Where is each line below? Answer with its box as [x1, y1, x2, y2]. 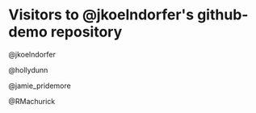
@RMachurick [8, 96, 56, 106]
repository [50, 23, 123, 41]
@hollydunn [8, 65, 48, 74]
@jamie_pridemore [8, 81, 71, 90]
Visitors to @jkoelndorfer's [8, 6, 195, 24]
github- [196, 6, 249, 24]
